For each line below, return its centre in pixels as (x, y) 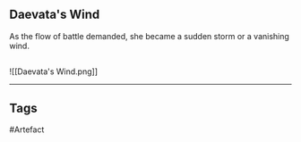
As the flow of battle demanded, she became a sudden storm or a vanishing (149, 36)
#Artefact (27, 129)
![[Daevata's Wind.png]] (54, 71)
